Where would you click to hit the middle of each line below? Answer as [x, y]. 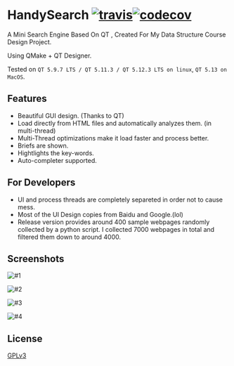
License [25, 338]
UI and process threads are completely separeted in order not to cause [120, 200]
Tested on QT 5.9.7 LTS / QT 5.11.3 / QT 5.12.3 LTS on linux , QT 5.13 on [117, 69]
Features [27, 99]
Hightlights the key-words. [56, 153]
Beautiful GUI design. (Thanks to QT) [71, 115]
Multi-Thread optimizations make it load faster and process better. [113, 138]
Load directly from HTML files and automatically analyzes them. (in [115, 123]
